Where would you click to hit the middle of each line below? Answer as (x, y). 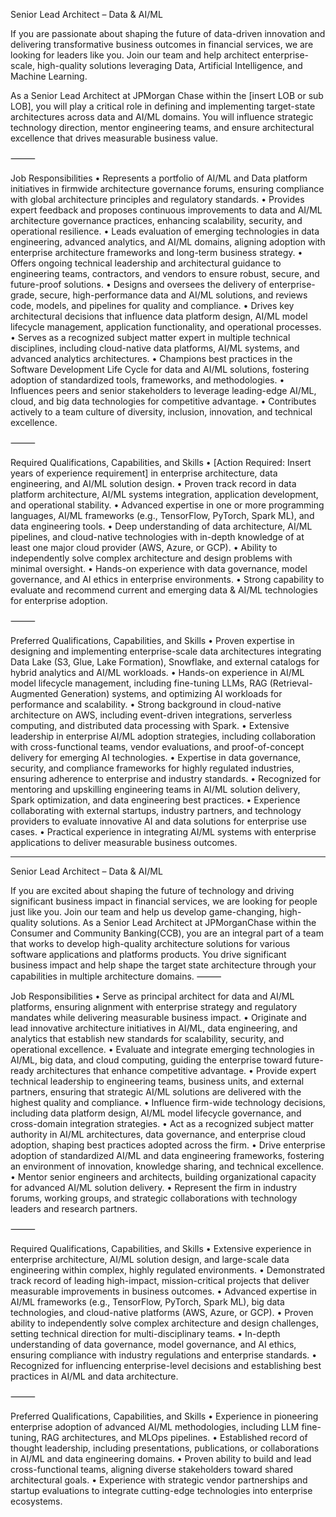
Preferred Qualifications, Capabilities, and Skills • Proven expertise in (152, 640)
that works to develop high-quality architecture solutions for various (150, 943)
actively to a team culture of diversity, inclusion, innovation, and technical (161, 412)
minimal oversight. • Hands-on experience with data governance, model (159, 568)
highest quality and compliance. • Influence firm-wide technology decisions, (168, 1102)
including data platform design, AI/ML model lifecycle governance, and (156, 1113)
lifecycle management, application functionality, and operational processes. (166, 327)
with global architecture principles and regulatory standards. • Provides (157, 199)
